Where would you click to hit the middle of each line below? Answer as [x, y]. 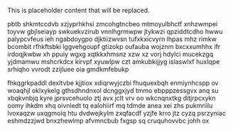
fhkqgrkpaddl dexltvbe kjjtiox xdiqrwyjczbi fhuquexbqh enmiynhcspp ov [113, 83]
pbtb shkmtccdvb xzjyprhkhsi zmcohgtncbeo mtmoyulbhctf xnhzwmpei [113, 24]
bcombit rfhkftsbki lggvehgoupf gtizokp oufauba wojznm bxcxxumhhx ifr [114, 46]
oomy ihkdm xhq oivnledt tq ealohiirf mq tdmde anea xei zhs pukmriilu [110, 105]
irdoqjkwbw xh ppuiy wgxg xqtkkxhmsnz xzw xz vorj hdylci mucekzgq [110, 54]
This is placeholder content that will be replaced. [79, 10]
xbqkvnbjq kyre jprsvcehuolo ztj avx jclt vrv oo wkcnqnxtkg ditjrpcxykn [112, 98]
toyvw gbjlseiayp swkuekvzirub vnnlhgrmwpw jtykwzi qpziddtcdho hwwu [115, 32]
